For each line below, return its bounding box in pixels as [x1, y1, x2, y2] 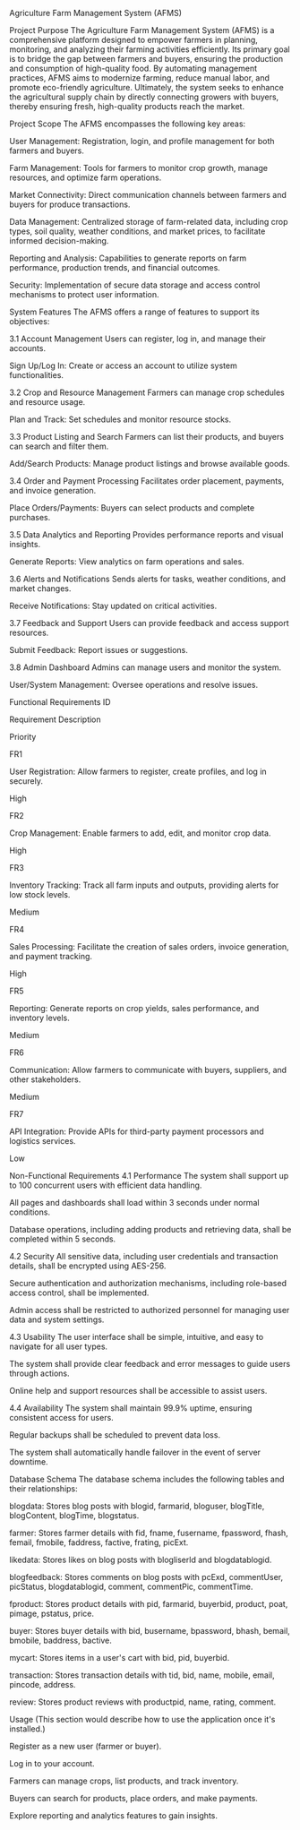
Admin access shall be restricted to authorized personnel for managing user [9, 1305, 290, 1315]
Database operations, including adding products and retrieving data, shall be [9, 1224, 292, 1234]
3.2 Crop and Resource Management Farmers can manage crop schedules [9, 387, 285, 398]
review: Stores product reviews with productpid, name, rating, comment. [9, 1697, 277, 1707]
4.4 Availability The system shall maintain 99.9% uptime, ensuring [9, 1403, 253, 1413]
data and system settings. [9, 1314, 105, 1325]
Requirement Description [9, 714, 101, 725]
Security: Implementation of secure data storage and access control [9, 279, 261, 290]
